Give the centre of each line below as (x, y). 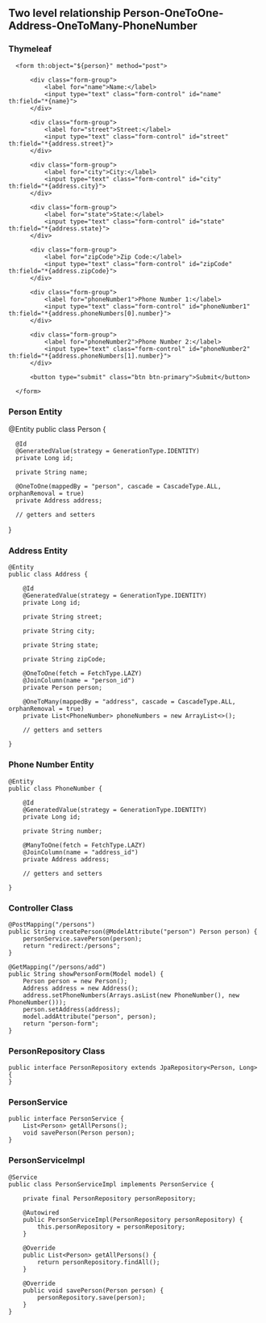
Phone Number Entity (51, 765)
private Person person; (63, 688)
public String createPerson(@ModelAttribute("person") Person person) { (133, 932)
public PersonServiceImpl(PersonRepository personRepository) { (133, 1219)
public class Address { (48, 575)
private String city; (59, 631)
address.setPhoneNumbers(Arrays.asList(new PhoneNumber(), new (131, 995)
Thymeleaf (30, 49)
